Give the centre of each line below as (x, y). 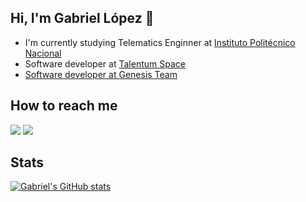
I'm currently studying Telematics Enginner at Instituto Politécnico (160, 42)
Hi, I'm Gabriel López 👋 (82, 18)
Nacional (43, 53)
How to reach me (64, 106)
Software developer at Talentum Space (105, 63)
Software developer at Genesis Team (101, 74)
